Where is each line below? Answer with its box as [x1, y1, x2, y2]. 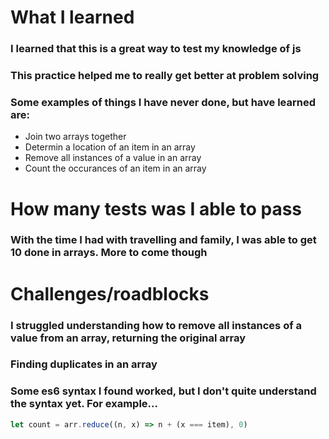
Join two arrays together [24, 131, 127, 143]
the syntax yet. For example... [10, 397, 158, 411]
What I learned [10, 6, 135, 29]
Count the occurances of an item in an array [24, 162, 207, 175]
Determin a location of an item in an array [24, 141, 196, 153]
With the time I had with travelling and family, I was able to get [10, 233, 317, 247]
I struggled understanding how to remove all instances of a [10, 318, 303, 332]
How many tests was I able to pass [10, 197, 303, 220]
